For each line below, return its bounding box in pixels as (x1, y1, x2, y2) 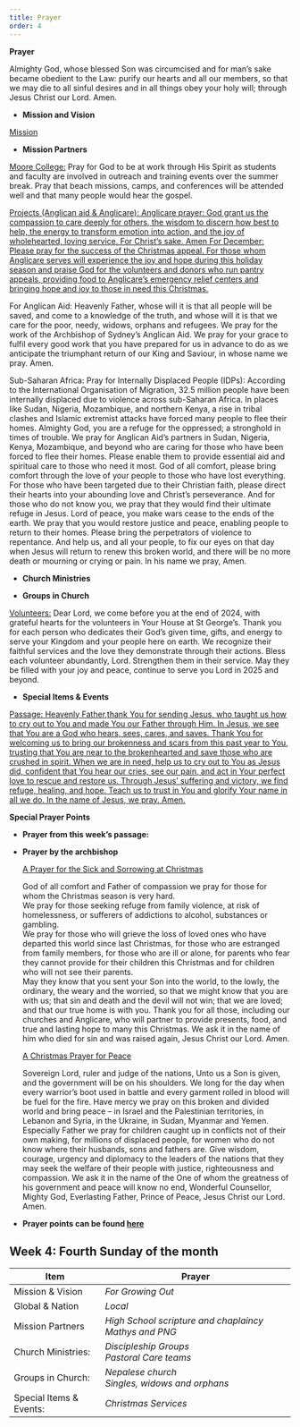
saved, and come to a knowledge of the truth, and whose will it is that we (9, 310, 279, 320)
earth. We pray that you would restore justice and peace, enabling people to (9, 517, 288, 528)
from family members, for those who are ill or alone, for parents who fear (21, 947, 290, 958)
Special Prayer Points (9, 811, 91, 822)
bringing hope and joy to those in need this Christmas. (9, 283, 209, 293)
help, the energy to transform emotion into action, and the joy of (9, 225, 246, 237)
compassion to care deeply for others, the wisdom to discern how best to (9, 217, 279, 227)
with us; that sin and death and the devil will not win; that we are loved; (21, 995, 283, 1006)
